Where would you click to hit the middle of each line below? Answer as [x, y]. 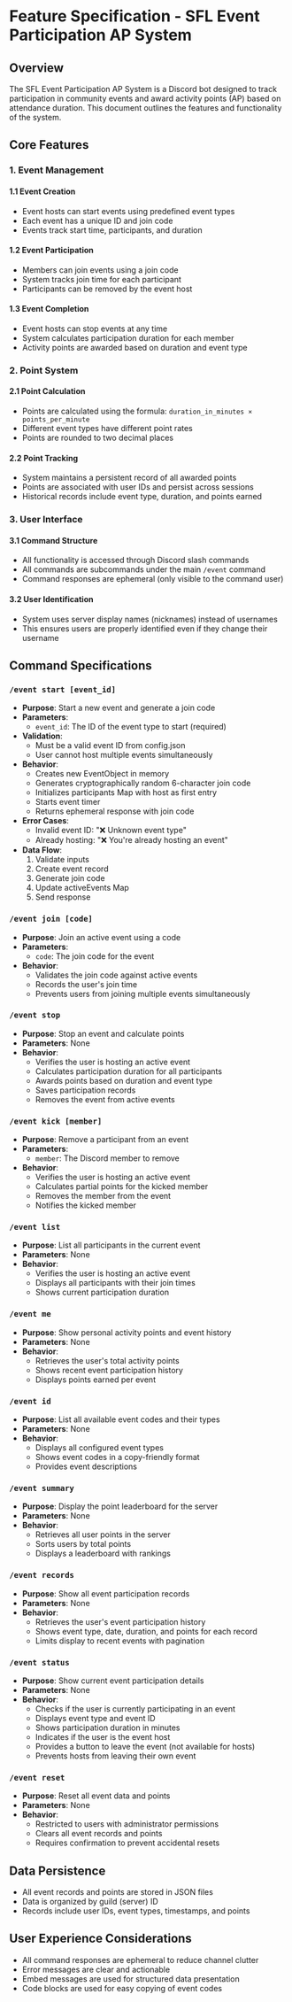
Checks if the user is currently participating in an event [135, 1708]
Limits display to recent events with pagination [120, 1641]
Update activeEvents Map [82, 888]
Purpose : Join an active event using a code [101, 937]
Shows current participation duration [102, 1292]
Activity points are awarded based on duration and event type [134, 347]
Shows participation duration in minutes [108, 1728]
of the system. [35, 117]
